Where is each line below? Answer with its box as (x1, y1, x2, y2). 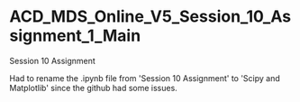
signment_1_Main (9, 25, 141, 46)
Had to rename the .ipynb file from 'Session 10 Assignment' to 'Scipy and (9, 72, 281, 83)
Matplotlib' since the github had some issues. (9, 82, 177, 93)
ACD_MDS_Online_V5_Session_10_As (9, 6, 291, 27)
